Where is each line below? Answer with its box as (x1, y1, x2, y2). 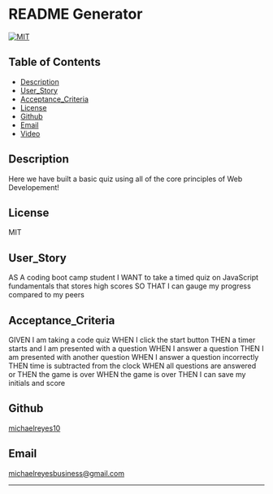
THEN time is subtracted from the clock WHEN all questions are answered (8, 361, 257, 370)
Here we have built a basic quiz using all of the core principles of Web (8, 174, 243, 184)
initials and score (8, 379, 66, 388)
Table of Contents (8, 55, 102, 69)
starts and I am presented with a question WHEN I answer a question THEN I (8, 344, 264, 353)
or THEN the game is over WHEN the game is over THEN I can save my (8, 370, 246, 379)
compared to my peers (8, 290, 85, 300)
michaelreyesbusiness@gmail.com (8, 468, 124, 478)
